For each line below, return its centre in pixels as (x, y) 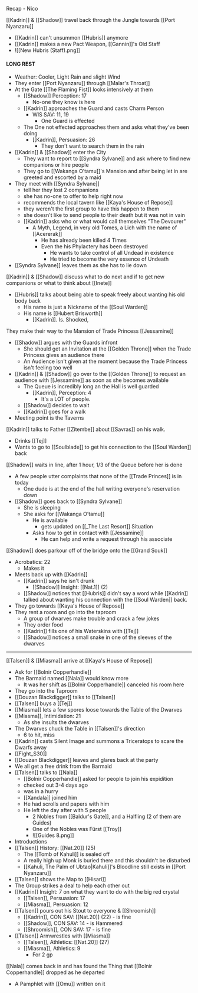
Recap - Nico (22, 9)
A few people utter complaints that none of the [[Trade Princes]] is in (98, 476)
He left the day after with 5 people (65, 810)
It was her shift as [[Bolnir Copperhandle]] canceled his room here (104, 684)
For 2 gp (42, 955)
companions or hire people (56, 165)
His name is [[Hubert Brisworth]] (63, 313)
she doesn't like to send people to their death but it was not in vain (104, 215)
